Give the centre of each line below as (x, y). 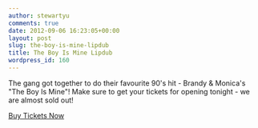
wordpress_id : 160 (39, 61)
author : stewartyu (39, 16)
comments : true (34, 23)
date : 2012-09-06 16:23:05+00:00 (64, 30)
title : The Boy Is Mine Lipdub (60, 53)
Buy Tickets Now (36, 115)
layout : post (30, 38)
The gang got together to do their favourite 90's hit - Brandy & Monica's (127, 83)
